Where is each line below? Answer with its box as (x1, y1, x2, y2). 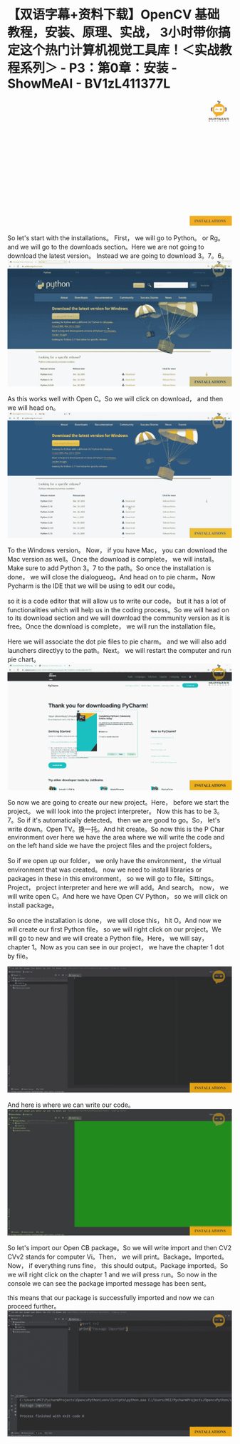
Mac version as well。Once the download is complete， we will (7, 555, 193, 564)
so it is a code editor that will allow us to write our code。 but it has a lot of (7, 597, 226, 606)
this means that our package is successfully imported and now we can (7, 1293, 215, 1301)
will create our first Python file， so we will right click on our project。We (7, 924, 222, 934)
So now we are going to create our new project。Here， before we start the (7, 798, 229, 806)
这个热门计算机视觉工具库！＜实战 (20, 42, 220, 58)
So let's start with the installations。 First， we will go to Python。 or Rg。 (7, 234, 224, 242)
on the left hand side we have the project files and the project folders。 (7, 841, 216, 850)
